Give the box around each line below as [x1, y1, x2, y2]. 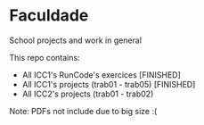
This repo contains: [9, 52, 80, 62]
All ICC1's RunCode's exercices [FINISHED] [21, 69, 181, 80]
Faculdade [9, 5, 89, 26]
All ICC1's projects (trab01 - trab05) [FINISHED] [21, 79, 196, 89]
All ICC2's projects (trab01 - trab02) [21, 88, 154, 99]
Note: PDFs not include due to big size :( [9, 105, 158, 116]
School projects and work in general [9, 35, 143, 46]
